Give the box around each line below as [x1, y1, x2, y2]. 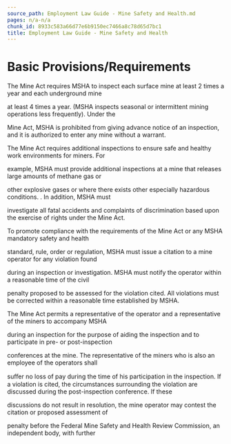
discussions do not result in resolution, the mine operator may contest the [7, 401, 217, 409]
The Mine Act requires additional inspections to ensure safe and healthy [7, 144, 212, 153]
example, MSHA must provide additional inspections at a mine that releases [7, 165, 222, 173]
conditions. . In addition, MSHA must [7, 193, 111, 201]
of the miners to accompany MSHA [7, 317, 107, 325]
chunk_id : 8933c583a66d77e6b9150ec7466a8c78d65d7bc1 [7, 23, 162, 30]
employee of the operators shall [7, 358, 98, 367]
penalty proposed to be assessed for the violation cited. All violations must [7, 289, 219, 298]
